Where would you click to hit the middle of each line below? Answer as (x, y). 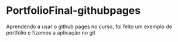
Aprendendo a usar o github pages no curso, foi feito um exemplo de (89, 26)
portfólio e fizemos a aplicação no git (51, 32)
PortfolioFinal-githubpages (73, 11)
